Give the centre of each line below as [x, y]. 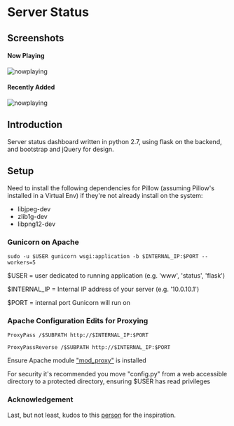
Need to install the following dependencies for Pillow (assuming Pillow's [111, 188]
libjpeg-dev [34, 209]
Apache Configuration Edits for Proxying [78, 320]
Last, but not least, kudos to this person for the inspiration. [92, 415]
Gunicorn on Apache [43, 242]
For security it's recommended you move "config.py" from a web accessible [117, 374]
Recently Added [31, 87]
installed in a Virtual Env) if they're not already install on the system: [105, 195]
